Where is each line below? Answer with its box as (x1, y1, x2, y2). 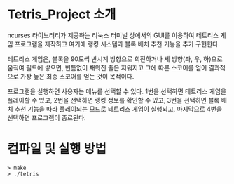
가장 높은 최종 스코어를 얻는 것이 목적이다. (20, 72, 135, 81)
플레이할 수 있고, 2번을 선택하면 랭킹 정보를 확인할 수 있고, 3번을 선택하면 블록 (7, 96, 220, 104)
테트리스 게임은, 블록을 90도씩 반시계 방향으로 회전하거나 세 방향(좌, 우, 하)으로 (7, 54, 223, 63)
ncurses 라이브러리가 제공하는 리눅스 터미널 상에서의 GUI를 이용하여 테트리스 (7, 31, 219, 39)
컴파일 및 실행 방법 (7, 141, 106, 157)
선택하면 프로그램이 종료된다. (7, 113, 86, 121)
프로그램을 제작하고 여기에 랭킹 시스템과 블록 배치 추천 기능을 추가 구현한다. (14, 39, 221, 48)
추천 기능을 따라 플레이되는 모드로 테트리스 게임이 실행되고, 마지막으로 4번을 (14, 105, 223, 113)
